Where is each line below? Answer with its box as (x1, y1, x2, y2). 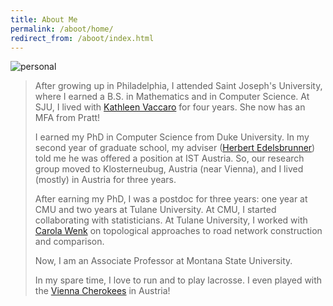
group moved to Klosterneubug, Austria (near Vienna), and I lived (34, 163, 304, 175)
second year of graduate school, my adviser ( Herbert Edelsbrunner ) (34, 142, 316, 154)
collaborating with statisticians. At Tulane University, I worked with (34, 214, 308, 226)
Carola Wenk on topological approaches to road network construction (34, 225, 323, 237)
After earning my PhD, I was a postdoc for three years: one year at (34, 193, 308, 205)
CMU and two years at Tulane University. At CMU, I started (34, 204, 277, 216)
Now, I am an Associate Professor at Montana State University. (34, 255, 293, 267)
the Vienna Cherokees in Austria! (34, 285, 171, 297)
